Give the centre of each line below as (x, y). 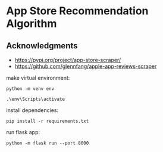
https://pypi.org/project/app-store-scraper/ (68, 60)
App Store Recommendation (77, 11)
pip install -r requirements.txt (48, 121)
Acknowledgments (42, 46)
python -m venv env (30, 89)
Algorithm (32, 24)
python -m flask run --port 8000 (48, 143)
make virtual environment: (38, 78)
